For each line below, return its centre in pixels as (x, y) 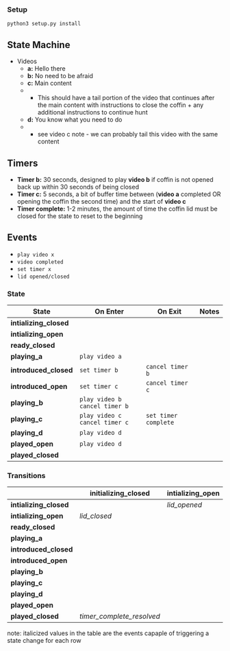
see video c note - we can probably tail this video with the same (128, 134)
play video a (101, 357)
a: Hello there (47, 69)
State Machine (39, 45)
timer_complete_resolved (120, 617)
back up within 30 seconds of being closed (78, 187)
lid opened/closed (43, 276)
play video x (36, 255)
